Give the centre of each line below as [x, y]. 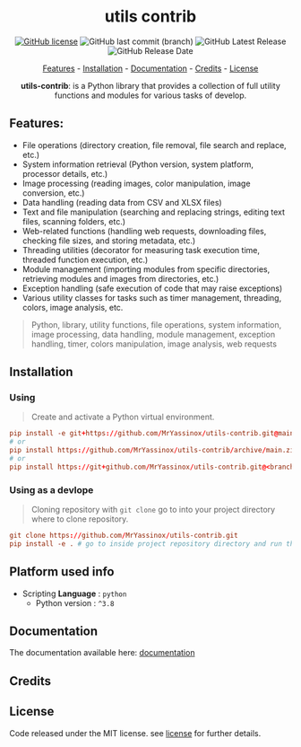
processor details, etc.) [65, 173]
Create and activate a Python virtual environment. [123, 417]
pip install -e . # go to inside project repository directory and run [146, 544]
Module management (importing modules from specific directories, [146, 269]
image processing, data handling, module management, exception [153, 334]
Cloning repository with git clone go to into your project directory [153, 510]
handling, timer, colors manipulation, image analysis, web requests [154, 344]
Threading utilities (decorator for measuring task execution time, [141, 250]
